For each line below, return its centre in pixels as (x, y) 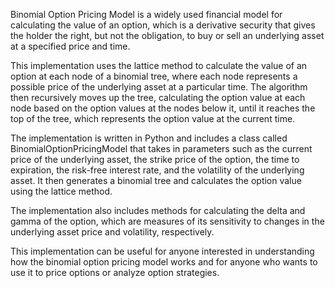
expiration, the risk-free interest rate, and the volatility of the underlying (157, 170)
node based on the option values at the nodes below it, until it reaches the (163, 108)
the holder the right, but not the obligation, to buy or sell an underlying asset (167, 35)
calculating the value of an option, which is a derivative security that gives (163, 25)
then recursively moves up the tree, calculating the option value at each (158, 97)
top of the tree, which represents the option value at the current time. (153, 118)
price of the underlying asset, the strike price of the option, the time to (155, 159)
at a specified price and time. (70, 46)
